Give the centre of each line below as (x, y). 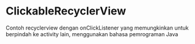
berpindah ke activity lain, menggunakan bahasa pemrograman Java (92, 34)
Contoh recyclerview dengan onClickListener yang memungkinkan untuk (97, 28)
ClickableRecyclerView (66, 11)
